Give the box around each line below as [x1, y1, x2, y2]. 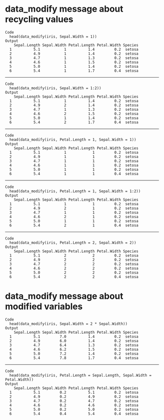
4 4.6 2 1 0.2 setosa [9, 214, 139, 219]
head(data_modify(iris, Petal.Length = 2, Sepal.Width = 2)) [9, 240, 137, 245]
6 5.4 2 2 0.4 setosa [9, 274, 139, 279]
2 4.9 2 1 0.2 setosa [9, 206, 139, 211]
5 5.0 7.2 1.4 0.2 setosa [9, 351, 139, 356]
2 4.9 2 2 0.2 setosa [9, 257, 139, 262]
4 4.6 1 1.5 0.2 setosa [9, 60, 139, 64]
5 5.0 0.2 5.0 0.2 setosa [9, 407, 139, 412]
